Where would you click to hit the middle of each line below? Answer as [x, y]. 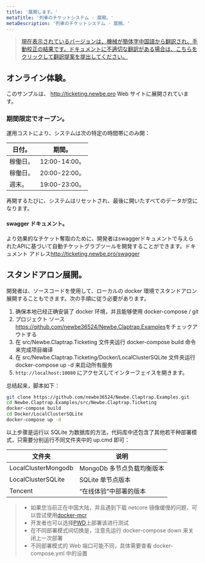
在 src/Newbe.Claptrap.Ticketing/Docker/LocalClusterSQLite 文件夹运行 [105, 357]
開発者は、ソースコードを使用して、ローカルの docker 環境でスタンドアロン [102, 290]
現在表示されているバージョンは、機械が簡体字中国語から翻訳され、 [107, 42]
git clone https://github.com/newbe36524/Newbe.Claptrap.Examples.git [98, 397]
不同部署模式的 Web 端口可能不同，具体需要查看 [91, 545]
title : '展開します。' [32, 12]
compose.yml [48, 553]
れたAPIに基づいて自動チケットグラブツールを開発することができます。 [96, 246]
